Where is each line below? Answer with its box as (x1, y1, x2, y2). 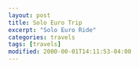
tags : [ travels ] (8, 41, 61, 48)
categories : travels (8, 33, 76, 41)
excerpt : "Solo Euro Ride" (8, 26, 97, 34)
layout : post (8, 11, 51, 20)
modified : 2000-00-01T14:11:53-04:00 (8, 48, 132, 55)
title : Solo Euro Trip (8, 19, 82, 27)
